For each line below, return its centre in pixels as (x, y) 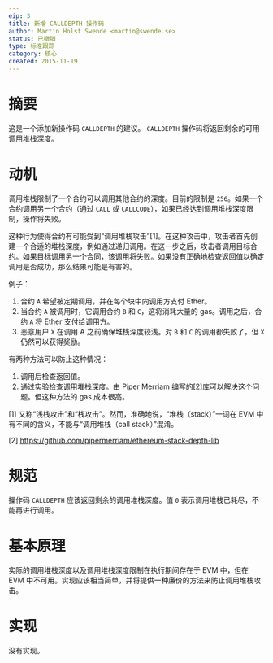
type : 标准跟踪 (32, 46)
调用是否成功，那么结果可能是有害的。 (72, 266)
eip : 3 (19, 16)
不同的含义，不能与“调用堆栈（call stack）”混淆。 (97, 424)
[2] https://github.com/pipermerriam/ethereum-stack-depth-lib (114, 440)
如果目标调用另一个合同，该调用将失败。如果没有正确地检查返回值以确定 (143, 256)
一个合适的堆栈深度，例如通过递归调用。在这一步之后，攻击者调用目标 (132, 246)
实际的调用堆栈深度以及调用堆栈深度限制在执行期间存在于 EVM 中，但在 (129, 569)
